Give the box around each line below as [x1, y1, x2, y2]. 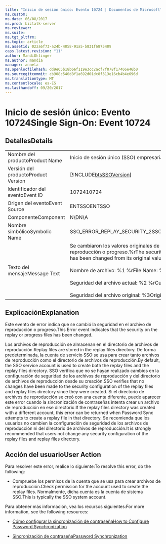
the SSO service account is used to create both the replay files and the [5, 363, 149, 369]
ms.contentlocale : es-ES [5, 81, 56, 85]
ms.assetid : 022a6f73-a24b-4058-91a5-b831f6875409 [5, 44, 112, 49]
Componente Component [7, 213, 65, 220]
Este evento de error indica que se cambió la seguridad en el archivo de [5, 322, 152, 328]
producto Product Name [7, 157, 63, 164]
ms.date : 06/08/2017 [5, 16, 48, 21]
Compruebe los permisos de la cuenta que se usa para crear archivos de [12, 478, 161, 484]
